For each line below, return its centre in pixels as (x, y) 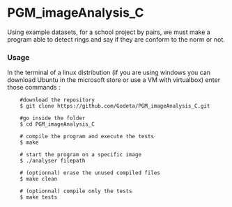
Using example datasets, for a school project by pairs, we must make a (109, 32)
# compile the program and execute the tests (87, 137)
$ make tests (39, 197)
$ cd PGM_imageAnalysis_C (57, 124)
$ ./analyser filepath (53, 161)
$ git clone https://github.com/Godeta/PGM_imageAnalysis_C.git (115, 106)
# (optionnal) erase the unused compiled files (90, 173)
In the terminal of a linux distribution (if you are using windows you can (109, 73)
